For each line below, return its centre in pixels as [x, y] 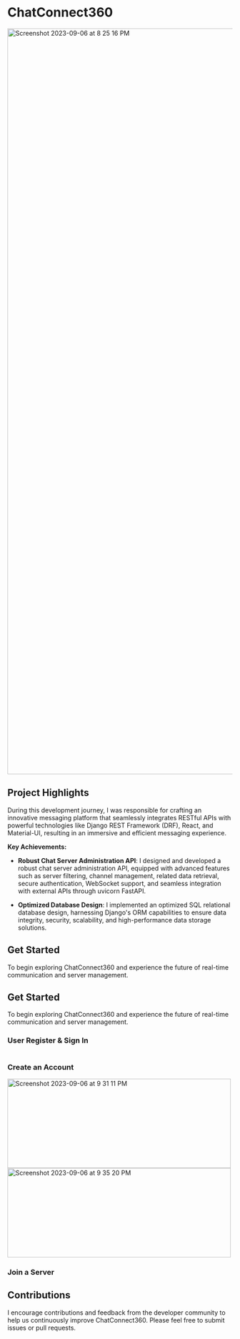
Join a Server [31, 1272]
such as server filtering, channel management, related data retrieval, [118, 875]
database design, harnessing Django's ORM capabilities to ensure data [122, 912]
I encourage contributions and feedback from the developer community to [117, 1313]
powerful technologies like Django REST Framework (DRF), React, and [110, 825]
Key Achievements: [37, 847]
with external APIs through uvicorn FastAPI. [82, 891]
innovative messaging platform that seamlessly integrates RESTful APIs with [119, 817]
